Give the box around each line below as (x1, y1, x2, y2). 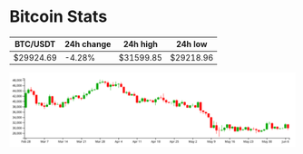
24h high (122, 39, 159, 50)
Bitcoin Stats (9, 6, 108, 27)
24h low (175, 39, 208, 50)
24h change (64, 39, 112, 50)
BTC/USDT (15, 39, 56, 50)
